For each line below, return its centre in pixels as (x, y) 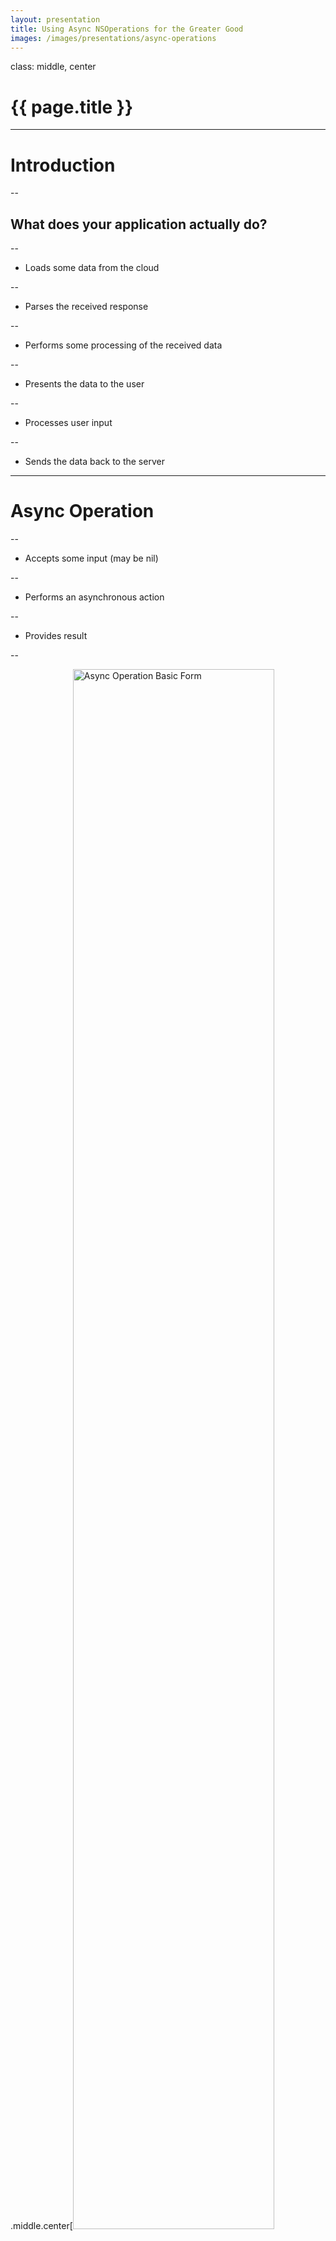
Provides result (56, 635)
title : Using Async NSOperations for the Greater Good (127, 29)
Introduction (63, 165)
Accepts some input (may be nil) (91, 558)
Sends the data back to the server (94, 462)
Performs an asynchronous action (94, 597)
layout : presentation (55, 19)
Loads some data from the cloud (92, 268)
